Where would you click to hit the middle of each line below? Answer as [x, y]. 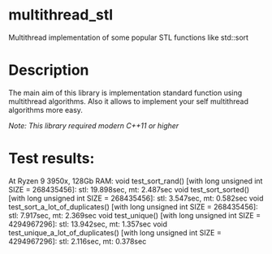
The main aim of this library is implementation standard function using [125, 93]
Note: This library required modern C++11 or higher [94, 125]
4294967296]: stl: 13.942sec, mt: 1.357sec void [88, 224]
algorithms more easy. [46, 110]
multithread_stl [61, 15]
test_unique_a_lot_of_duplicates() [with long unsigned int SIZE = [115, 232]
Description [49, 70]
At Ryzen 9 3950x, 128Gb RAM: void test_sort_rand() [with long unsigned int [136, 181]
